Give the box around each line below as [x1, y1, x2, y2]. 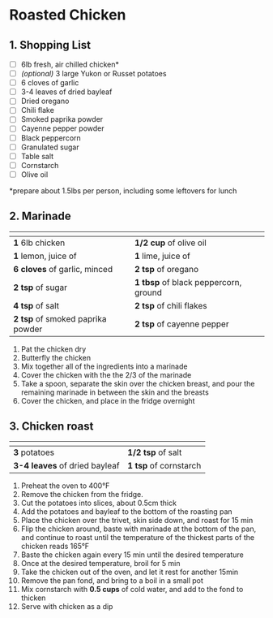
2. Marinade [9, 210, 71, 223]
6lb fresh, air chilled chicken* [20, 59, 120, 69]
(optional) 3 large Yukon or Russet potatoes [20, 69, 167, 79]
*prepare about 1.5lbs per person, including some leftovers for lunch [9, 185, 237, 196]
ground [134, 287, 163, 298]
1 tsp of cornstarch [127, 460, 202, 472]
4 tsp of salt [13, 300, 60, 311]
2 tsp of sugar [13, 282, 68, 293]
